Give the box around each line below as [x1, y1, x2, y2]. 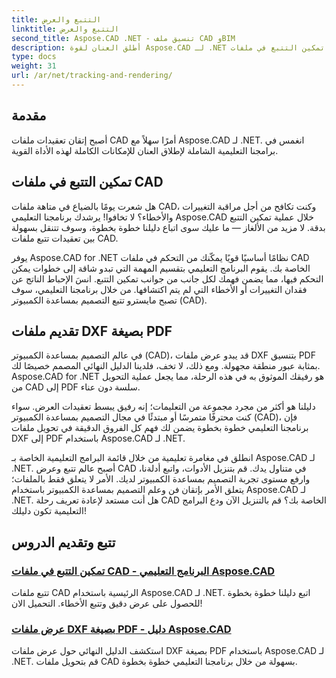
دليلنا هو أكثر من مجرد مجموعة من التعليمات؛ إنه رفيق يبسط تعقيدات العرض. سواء [11, 401, 316, 413]
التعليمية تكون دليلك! [11, 505, 88, 517]
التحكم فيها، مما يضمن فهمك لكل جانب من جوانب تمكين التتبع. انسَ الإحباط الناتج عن [11, 272, 324, 285]
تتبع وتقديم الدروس [11, 534, 116, 551]
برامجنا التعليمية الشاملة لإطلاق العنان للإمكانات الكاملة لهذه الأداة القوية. [11, 144, 279, 156]
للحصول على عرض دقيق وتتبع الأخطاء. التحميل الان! [11, 597, 203, 609]
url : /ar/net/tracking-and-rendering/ [11, 71, 173, 81]
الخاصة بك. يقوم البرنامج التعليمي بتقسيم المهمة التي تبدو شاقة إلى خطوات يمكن [11, 262, 311, 274]
